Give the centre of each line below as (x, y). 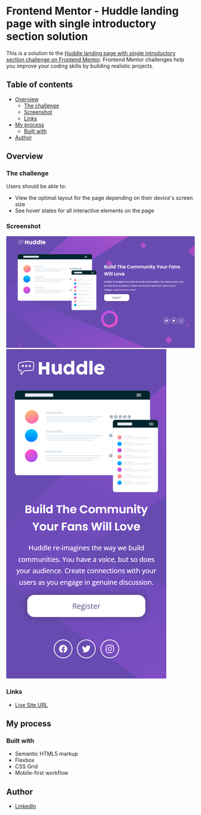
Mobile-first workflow (42, 773)
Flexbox (25, 760)
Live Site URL (31, 705)
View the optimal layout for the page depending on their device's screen (104, 198)
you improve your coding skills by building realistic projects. (80, 66)
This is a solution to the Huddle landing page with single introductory (91, 53)
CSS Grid (26, 766)
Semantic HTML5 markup (46, 754)
